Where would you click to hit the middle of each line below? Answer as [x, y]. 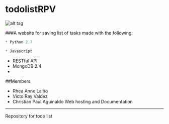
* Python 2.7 [19, 42]
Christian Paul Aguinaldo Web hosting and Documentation [73, 101]
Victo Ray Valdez [30, 96]
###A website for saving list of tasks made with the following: [69, 33]
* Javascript [19, 51]
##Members [18, 81]
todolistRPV [31, 9]
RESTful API [25, 61]
